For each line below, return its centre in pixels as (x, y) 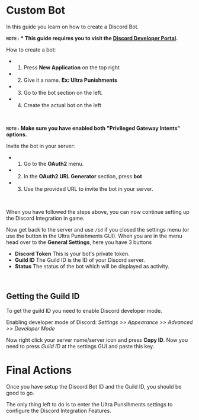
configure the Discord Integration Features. (59, 411)
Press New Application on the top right (71, 67)
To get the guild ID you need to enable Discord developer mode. (84, 310)
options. (17, 134)
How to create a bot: (31, 49)
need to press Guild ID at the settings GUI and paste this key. (80, 346)
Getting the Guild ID (43, 296)
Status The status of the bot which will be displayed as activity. (92, 266)
